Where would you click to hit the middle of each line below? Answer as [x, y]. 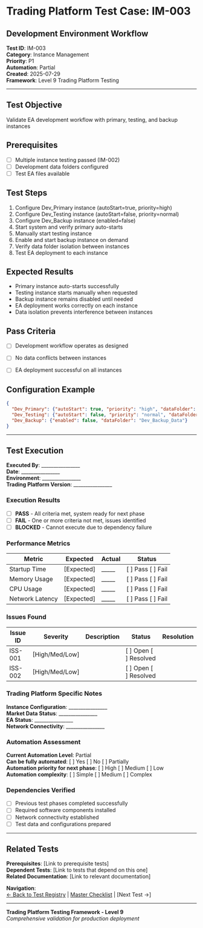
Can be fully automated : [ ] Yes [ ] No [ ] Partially [68, 762]
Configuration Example [51, 389]
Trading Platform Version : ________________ [59, 485]
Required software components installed [65, 810]
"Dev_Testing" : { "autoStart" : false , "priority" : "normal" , [89, 415]
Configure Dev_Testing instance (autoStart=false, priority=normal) [97, 214]
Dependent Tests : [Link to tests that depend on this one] [77, 870]
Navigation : [21, 888]
